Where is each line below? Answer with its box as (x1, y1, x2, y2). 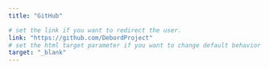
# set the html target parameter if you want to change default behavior (8, 41, 262, 49)
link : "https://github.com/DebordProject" (8, 34, 153, 42)
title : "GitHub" (8, 11, 63, 20)
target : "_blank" (8, 49, 67, 57)
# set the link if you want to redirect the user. (8, 26, 182, 34)
